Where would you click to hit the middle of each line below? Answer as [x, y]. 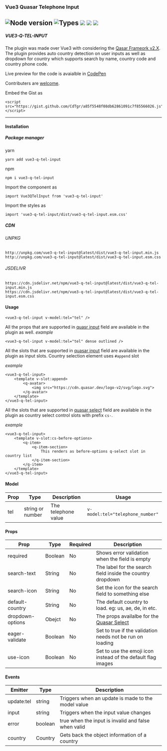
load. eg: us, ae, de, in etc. [126, 608]
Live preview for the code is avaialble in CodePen [56, 74]
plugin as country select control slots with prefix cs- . [59, 415]
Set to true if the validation [127, 631]
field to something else [123, 594]
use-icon [19, 657]
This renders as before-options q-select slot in [93, 451]
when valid [72, 727]
